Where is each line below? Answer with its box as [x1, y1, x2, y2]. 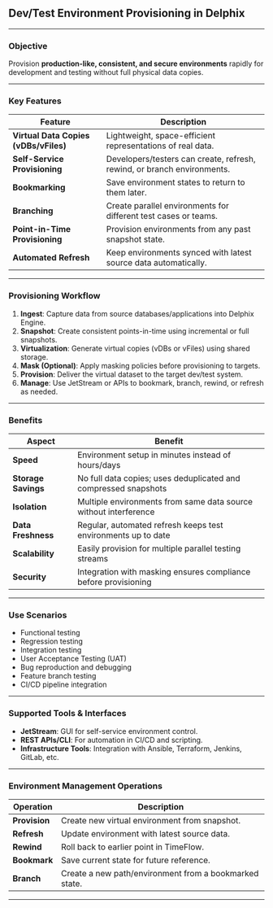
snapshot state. [106, 234, 165, 245]
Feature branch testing [19, 671, 97, 681]
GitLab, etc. [19, 752, 59, 762]
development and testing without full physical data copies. [8, 68, 204, 77]
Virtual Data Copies [12, 130, 90, 142]
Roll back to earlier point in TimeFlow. [60, 841, 205, 853]
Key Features [8, 95, 63, 107]
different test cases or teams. [106, 211, 218, 222]
